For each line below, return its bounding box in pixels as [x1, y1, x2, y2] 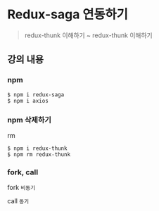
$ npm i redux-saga [7, 91, 65, 98]
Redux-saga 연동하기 [7, 6, 129, 23]
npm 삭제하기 [7, 115, 51, 124]
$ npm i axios [7, 97, 49, 104]
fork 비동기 [7, 184, 36, 192]
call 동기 [7, 197, 30, 205]
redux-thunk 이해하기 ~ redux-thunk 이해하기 [24, 31, 153, 39]
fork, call [7, 167, 39, 177]
